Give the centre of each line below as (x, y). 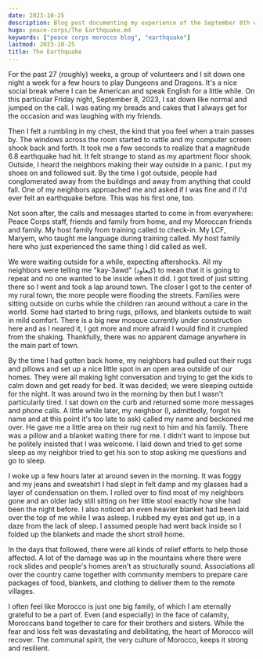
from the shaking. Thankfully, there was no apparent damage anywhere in (127, 337)
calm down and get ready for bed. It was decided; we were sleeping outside (131, 385)
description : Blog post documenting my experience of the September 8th (129, 23)
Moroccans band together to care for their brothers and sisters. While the (126, 623)
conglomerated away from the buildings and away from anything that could (130, 181)
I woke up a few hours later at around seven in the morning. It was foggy (125, 476)
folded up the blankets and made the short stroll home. (97, 534)
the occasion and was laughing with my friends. (85, 116)
